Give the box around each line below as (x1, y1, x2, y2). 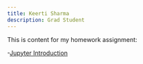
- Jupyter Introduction (7, 49, 68, 57)
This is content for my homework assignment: (7, 35, 137, 43)
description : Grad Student (7, 17, 85, 23)
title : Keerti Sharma (7, 10, 70, 17)
